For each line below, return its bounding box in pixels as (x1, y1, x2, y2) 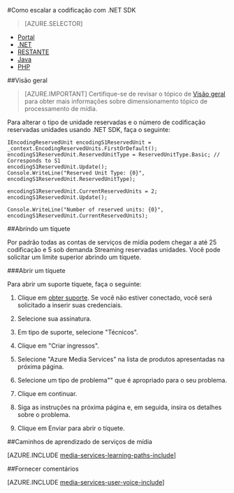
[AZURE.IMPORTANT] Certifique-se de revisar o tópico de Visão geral (24, 90, 226, 98)
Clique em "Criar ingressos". (17, 341, 100, 350)
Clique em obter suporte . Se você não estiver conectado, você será (17, 293, 212, 302)
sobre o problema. (17, 411, 71, 418)
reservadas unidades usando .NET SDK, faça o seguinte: (7, 126, 171, 133)
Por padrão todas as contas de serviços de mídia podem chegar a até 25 (7, 238, 217, 246)
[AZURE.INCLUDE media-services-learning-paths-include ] (7, 451, 177, 459)
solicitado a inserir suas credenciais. (17, 301, 123, 309)
